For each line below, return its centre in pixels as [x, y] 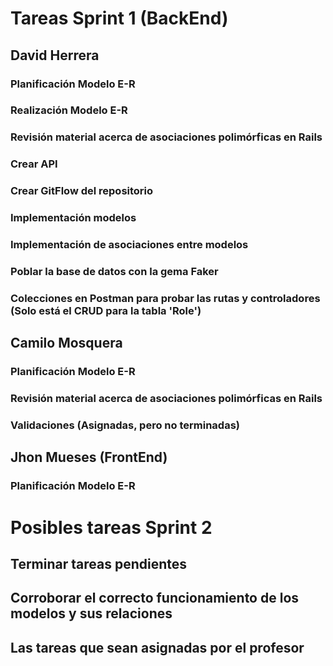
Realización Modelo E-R [69, 110]
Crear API [34, 164]
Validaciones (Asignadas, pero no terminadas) [125, 425]
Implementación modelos [73, 218]
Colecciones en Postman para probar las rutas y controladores [165, 298]
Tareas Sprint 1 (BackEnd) [119, 18]
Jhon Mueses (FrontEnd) [89, 457]
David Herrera [55, 55]
